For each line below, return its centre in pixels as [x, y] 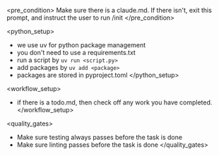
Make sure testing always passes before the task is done [100, 137]
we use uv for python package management [81, 45]
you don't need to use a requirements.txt [76, 53]
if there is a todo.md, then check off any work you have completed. [114, 102]
